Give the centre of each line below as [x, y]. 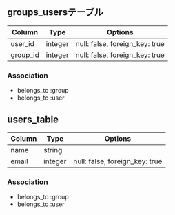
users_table [33, 119]
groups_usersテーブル [55, 12]
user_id [22, 43]
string [53, 150]
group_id [25, 55]
